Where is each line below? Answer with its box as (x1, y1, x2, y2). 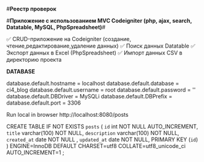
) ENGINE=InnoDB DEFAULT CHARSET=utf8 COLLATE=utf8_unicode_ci (6, 142, 186, 149)
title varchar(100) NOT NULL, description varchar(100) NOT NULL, (6, 130, 179, 136)
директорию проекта (6, 56, 62, 63)
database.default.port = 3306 (6, 99, 81, 106)
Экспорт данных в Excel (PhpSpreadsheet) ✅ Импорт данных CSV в (6, 49, 183, 56)
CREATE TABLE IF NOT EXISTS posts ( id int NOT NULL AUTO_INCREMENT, (6, 123, 198, 130)
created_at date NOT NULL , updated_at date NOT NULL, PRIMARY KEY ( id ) (6, 136, 198, 143)
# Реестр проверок (6, 6, 57, 12)
